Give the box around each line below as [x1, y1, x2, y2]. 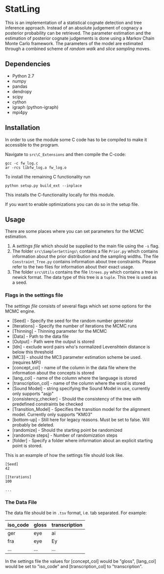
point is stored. [12, 443, 43, 449]
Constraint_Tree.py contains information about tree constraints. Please [12, 259, 156, 265]
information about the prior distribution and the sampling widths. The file [12, 253, 159, 259]
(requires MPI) [12, 359, 42, 365]
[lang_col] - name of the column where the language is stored [12, 375, 137, 381]
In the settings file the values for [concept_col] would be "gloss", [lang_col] [5, 558, 157, 564]
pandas [12, 83, 28, 89]
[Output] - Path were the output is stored [12, 338, 94, 344]
